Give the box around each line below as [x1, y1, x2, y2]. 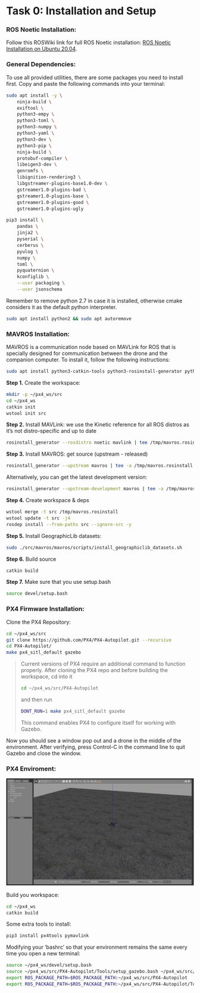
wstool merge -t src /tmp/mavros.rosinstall [6, 509, 118, 515]
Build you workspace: [6, 891, 60, 898]
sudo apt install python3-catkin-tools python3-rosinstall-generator [6, 369, 183, 375]
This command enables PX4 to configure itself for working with [20, 719, 176, 726]
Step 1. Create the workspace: [6, 379, 81, 386]
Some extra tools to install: [6, 920, 71, 928]
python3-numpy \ [17, 124, 58, 130]
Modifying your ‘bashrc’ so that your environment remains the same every [6, 943, 187, 951]
